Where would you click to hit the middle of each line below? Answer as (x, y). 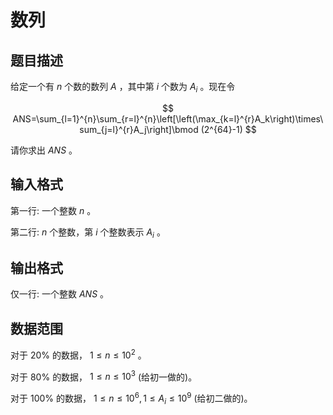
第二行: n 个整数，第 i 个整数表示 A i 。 (88, 233)
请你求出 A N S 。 (44, 150)
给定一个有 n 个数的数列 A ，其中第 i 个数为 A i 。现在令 (123, 88)
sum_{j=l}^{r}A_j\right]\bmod (139, 129)
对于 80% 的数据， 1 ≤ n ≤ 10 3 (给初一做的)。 (104, 376)
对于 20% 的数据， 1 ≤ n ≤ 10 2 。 (78, 354)
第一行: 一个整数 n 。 (53, 210)
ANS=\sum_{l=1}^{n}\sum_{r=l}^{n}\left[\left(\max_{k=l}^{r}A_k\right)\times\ (168, 118)
